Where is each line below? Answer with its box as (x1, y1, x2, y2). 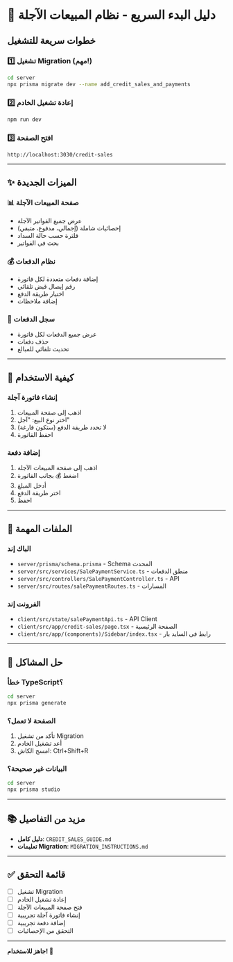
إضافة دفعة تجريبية (17, 919, 66, 927)
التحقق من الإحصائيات (17, 927, 74, 935)
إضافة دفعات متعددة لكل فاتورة (17, 275, 98, 283)
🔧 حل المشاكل (7, 656, 64, 668)
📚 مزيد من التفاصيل (7, 812, 85, 824)
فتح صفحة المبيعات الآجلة (17, 903, 83, 911)
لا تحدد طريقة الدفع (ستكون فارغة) (17, 423, 107, 431)
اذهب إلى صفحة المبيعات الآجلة (17, 463, 98, 472)
